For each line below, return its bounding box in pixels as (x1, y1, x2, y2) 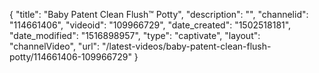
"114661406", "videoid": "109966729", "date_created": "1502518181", (9, 19, 292, 31)
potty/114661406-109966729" (9, 51, 132, 63)
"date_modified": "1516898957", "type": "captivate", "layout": (9, 30, 261, 41)
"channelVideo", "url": (9, 40, 101, 52)
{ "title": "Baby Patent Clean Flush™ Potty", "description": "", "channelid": (9, 9, 309, 20)
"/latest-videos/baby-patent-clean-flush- (102, 40, 272, 52)
